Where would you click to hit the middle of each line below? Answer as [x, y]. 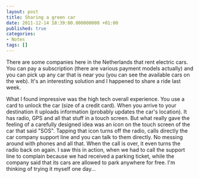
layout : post [22, 12]
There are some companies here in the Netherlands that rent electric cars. [97, 62]
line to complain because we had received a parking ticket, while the [90, 156]
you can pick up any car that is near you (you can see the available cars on [98, 75]
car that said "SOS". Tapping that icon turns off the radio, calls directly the [97, 131]
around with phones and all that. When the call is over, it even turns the [93, 143]
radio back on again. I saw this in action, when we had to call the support [96, 149]
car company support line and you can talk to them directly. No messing [94, 137]
